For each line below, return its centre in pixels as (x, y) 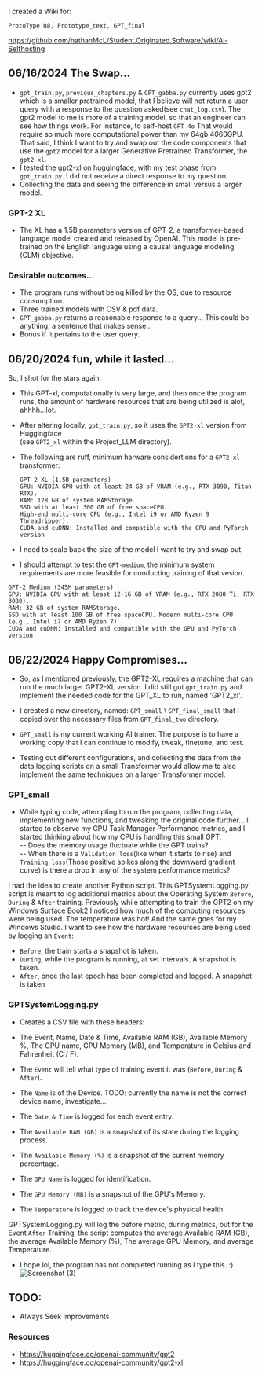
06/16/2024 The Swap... (69, 74)
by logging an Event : (41, 936)
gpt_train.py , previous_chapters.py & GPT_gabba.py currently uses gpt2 (136, 92)
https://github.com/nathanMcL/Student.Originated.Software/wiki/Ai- (118, 40)
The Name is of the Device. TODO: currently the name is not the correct (133, 1093)
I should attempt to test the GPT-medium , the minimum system (117, 564)
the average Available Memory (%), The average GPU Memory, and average (131, 1241)
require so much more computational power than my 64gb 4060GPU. (132, 134)
